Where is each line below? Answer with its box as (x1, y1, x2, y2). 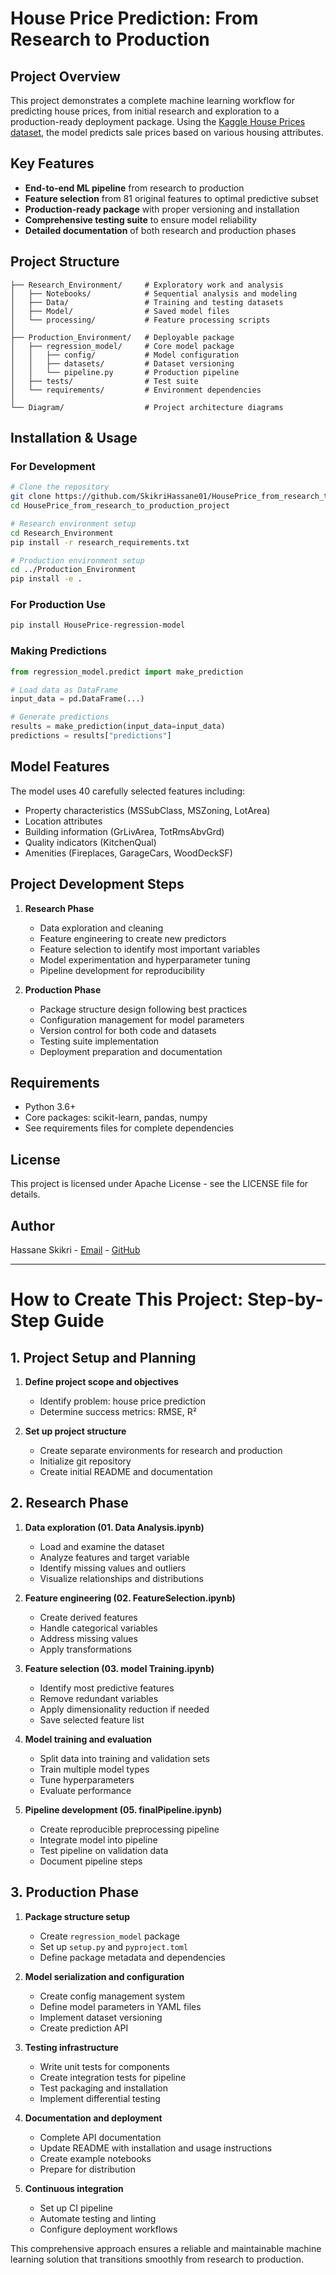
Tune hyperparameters (39, 1773, 135, 1786)
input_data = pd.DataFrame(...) (10, 694, 145, 704)
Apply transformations (39, 1643, 132, 1655)
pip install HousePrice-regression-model (10, 620, 186, 631)
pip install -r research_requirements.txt (10, 537, 190, 547)
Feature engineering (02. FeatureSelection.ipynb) (24, 1592, 236, 1604)
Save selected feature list (39, 1713, 145, 1726)
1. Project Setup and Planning (10, 1349, 197, 1366)
